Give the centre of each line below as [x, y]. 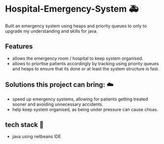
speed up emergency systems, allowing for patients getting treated [80, 99]
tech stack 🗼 [25, 125]
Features [19, 47]
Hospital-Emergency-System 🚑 [72, 9]
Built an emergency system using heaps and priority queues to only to [76, 26]
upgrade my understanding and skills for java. [51, 31]
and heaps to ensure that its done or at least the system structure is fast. [86, 69]
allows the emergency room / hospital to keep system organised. [78, 58]
